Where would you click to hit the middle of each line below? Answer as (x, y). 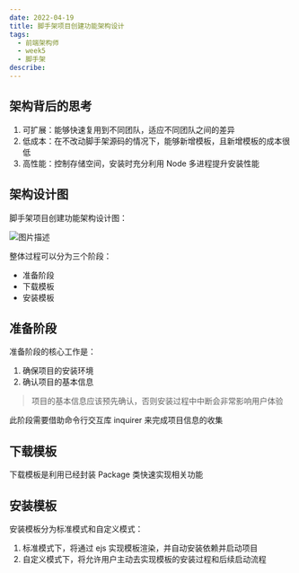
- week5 (32, 51)
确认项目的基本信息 (58, 382)
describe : (28, 68)
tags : (19, 34)
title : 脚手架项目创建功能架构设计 (67, 26)
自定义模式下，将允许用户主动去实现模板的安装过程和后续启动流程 (144, 559)
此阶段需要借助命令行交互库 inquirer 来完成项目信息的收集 (116, 420)
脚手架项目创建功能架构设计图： (68, 217)
